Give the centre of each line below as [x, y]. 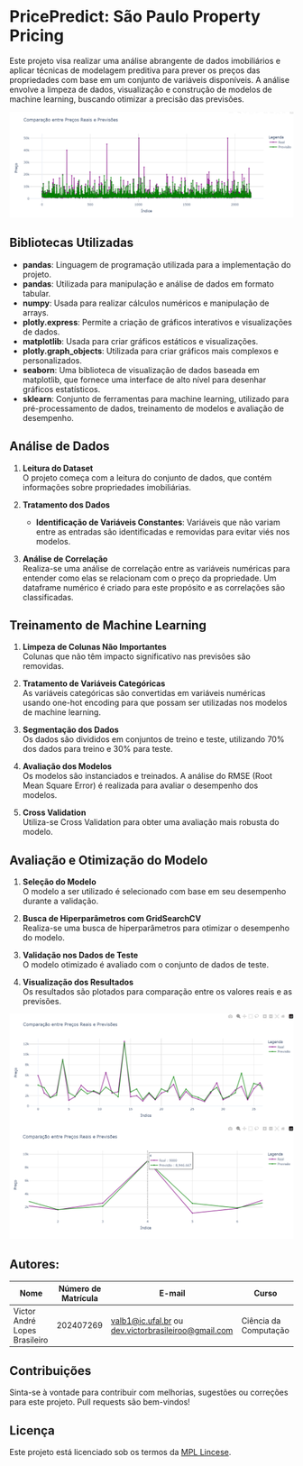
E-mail [172, 1293]
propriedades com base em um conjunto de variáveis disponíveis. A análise [150, 79]
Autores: [35, 1264]
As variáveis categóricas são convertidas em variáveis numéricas [144, 693]
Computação [266, 1330]
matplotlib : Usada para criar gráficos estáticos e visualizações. [140, 341]
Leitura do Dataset [58, 468]
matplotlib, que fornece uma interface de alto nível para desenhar [144, 380]
